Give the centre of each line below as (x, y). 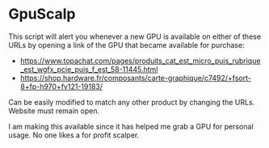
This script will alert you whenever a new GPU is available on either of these (134, 36)
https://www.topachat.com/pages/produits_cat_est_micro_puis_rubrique (140, 61)
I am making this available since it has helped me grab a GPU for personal (131, 126)
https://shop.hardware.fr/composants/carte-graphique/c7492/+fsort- (136, 78)
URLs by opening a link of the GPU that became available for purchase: (126, 44)
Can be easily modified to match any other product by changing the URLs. (132, 102)
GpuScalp (42, 14)
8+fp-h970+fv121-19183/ (61, 87)
